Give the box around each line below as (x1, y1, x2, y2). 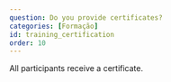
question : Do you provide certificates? (9, 13, 164, 23)
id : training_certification (9, 30, 115, 39)
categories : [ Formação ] (9, 22, 99, 31)
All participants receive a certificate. (9, 63, 144, 74)
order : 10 (9, 38, 47, 48)
